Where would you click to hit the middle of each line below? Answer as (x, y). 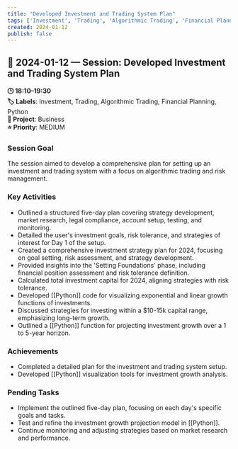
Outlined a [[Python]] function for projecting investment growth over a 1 (122, 325)
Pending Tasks (33, 392)
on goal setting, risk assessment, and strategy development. (106, 257)
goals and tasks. (41, 416)
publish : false (30, 34)
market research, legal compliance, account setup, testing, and (109, 220)
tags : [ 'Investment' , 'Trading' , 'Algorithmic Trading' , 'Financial (110, 21)
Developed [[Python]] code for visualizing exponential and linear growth (123, 295)
